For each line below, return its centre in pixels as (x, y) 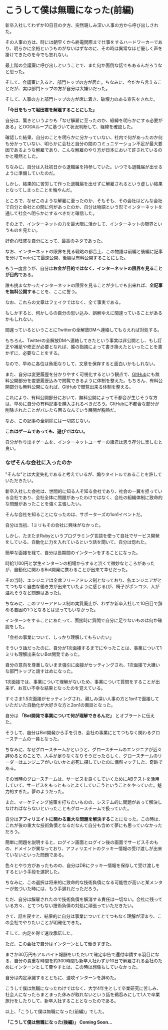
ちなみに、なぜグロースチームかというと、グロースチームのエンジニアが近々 (83, 750)
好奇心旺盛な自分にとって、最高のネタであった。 (55, 241)
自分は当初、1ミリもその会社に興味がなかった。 (54, 525)
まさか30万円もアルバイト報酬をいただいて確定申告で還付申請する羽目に (80, 955)
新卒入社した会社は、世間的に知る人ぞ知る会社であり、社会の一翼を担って (82, 491)
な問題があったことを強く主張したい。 (44, 504)
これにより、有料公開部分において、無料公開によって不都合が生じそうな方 (81, 397)
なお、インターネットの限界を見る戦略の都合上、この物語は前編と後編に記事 (84, 251)
